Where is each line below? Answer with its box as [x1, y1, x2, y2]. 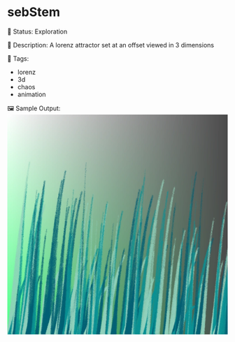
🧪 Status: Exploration [7, 27, 68, 36]
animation [17, 90, 47, 98]
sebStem [7, 4, 61, 20]
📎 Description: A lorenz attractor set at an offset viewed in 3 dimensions [7, 40, 215, 49]
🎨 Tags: [7, 54, 29, 63]
